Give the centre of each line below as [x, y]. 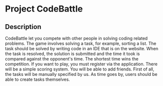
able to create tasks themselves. [37, 79]
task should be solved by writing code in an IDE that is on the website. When [82, 49]
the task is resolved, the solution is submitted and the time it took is [72, 54]
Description [23, 27]
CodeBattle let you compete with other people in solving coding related [76, 38]
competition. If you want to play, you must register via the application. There [81, 64]
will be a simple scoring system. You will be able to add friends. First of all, [80, 69]
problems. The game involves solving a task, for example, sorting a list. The [81, 43]
